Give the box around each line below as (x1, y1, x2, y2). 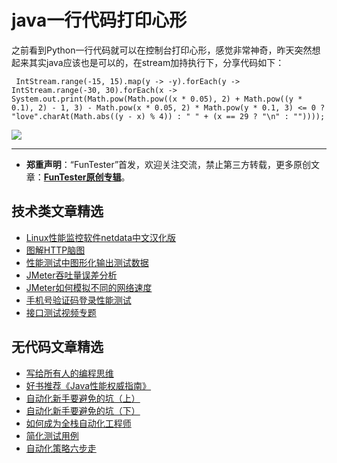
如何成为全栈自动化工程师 (25, 417, 132, 429)
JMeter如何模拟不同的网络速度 (25, 281, 153, 293)
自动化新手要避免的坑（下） (25, 404, 141, 416)
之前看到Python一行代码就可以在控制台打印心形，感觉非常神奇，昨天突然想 (11, 44, 321, 56)
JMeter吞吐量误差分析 (25, 269, 118, 281)
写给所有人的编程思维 (25, 367, 114, 379)
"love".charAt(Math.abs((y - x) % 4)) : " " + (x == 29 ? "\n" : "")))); (11, 111, 326, 121)
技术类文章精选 (11, 203, 104, 220)
